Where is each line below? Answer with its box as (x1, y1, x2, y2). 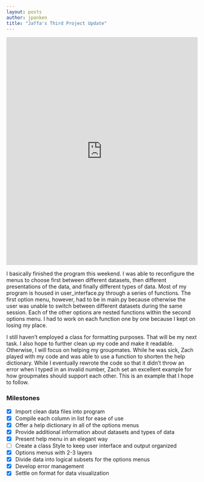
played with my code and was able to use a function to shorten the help (6, 353, 185, 360)
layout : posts (6, 9, 42, 15)
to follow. (6, 379, 29, 386)
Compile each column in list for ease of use (15, 415, 124, 422)
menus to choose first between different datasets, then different (6, 277, 167, 284)
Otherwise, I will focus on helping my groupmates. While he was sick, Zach (6, 346, 194, 354)
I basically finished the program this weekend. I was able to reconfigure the (6, 270, 195, 277)
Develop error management (15, 463, 84, 470)
